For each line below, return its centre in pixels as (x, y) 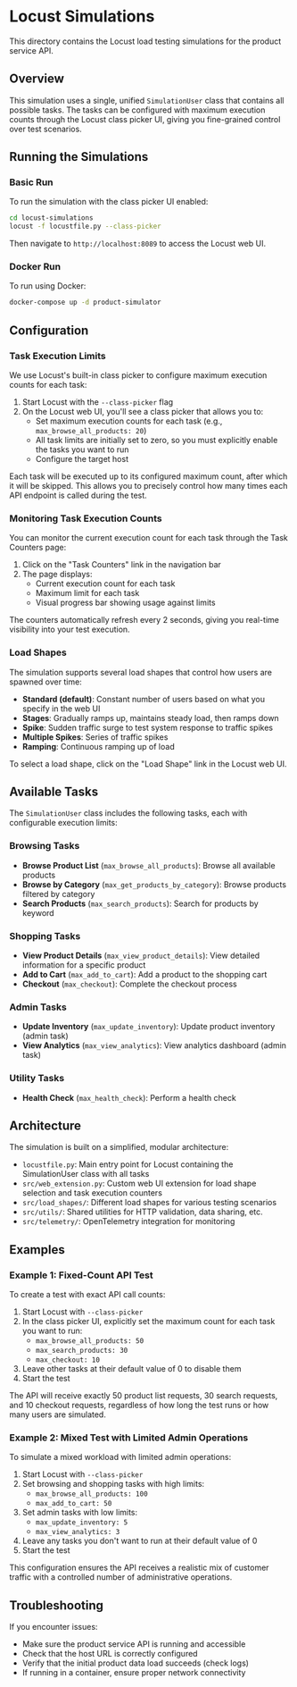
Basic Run (31, 182)
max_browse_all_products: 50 (90, 1341)
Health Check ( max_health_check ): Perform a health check (129, 1097)
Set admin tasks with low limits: (80, 1513)
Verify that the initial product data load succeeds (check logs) (136, 1663)
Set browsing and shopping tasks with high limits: (113, 1484)
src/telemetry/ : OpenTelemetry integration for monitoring (128, 1221)
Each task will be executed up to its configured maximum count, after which (148, 476)
